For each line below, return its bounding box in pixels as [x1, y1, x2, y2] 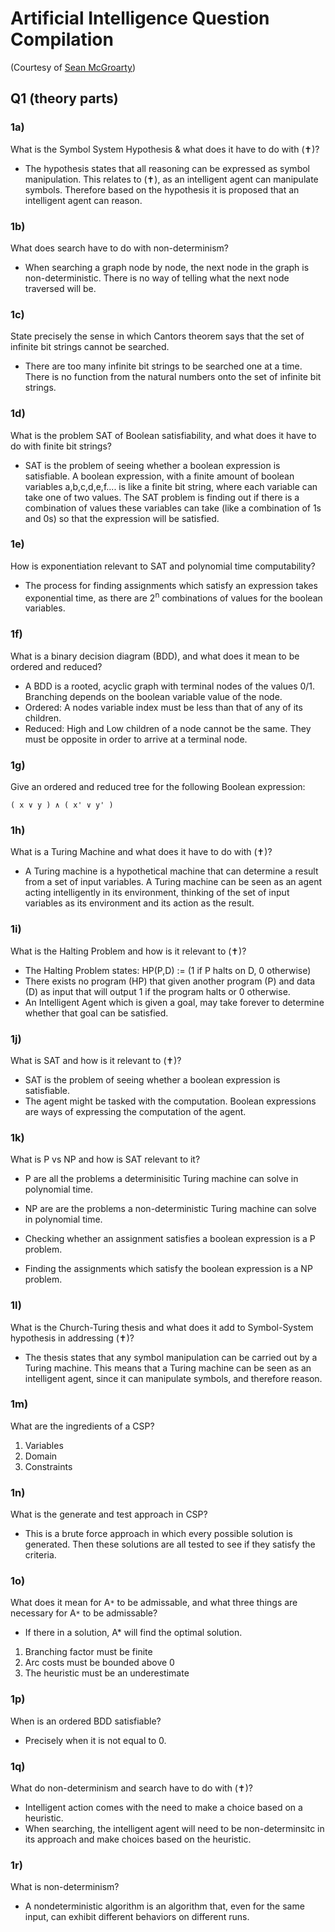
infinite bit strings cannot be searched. [10, 341, 170, 353]
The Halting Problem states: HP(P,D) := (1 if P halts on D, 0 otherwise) [24, 964, 312, 976]
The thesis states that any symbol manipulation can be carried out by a [24, 1351, 318, 1363]
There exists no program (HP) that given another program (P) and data [24, 975, 316, 987]
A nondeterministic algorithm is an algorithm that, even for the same [24, 1900, 305, 1912]
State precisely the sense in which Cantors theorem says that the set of [10, 330, 305, 342]
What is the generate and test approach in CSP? [10, 1508, 208, 1521]
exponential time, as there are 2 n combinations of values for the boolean [24, 590, 323, 604]
